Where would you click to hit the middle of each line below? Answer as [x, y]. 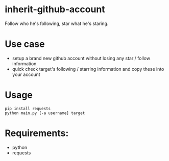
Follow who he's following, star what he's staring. [57, 23]
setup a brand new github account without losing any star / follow [81, 58]
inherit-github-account [55, 9]
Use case [25, 44]
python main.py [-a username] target [45, 113]
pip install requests [28, 109]
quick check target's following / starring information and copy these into [88, 69]
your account [26, 74]
